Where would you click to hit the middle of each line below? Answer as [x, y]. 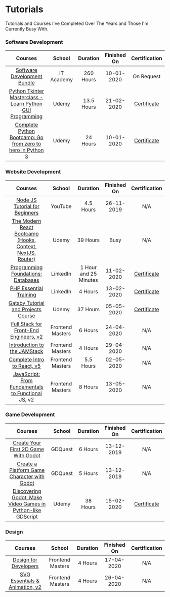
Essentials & [25, 581]
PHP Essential [26, 288]
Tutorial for [26, 206]
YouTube [61, 206]
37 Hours [89, 309]
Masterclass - [27, 98]
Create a [27, 464]
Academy [62, 80]
